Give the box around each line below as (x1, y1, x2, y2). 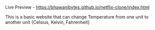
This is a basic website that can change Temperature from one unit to (5, 14, 149, 19)
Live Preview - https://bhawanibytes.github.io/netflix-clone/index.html (5, 4, 149, 10)
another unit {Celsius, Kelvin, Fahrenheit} (5, 19, 90, 25)
